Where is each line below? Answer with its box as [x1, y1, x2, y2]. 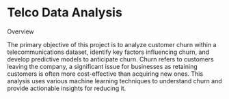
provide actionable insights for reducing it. [7, 84, 126, 92]
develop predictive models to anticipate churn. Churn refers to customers [7, 55, 214, 63]
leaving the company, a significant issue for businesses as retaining [7, 62, 198, 70]
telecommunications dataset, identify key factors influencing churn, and [7, 48, 210, 56]
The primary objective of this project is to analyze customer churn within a [7, 40, 217, 48]
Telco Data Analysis [7, 5, 123, 20]
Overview [7, 27, 34, 36]
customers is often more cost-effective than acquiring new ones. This [7, 70, 204, 78]
